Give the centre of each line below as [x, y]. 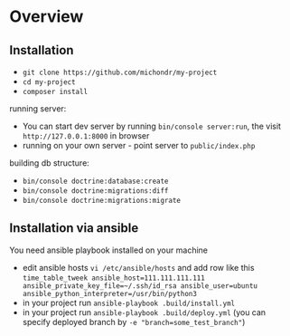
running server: [38, 109]
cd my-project [49, 82]
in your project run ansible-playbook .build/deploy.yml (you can [144, 312]
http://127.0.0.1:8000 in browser [86, 136]
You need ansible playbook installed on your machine [108, 250]
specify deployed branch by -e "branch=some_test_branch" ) [134, 322]
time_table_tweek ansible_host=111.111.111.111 [113, 278]
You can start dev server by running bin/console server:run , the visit [152, 126]
